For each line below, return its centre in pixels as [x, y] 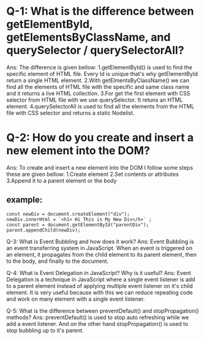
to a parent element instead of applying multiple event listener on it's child [100, 285]
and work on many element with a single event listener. [76, 299]
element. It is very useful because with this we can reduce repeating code [100, 292]
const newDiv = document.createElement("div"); [68, 214]
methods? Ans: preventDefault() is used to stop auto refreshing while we [98, 317]
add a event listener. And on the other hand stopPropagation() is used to [97, 323]
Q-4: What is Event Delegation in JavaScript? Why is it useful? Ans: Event [99, 273]
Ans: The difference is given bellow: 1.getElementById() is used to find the [99, 67]
